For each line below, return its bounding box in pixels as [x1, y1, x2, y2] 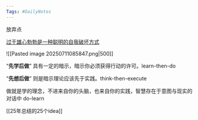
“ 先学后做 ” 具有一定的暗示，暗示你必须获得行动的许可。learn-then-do [6, 62, 176, 69]
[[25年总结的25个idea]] [6, 107, 63, 114]
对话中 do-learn [6, 95, 44, 102]
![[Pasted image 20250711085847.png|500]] [6, 50, 113, 57]
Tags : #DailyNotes [6, 8, 51, 15]
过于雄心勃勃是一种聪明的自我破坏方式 [6, 38, 99, 45]
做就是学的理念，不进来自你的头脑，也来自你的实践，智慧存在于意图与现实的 [6, 87, 193, 95]
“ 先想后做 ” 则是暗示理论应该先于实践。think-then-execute [6, 74, 147, 82]
